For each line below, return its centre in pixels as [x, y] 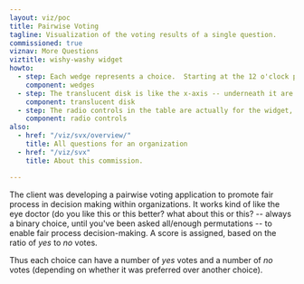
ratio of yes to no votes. [53, 242]
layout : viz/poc [40, 18]
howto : [22, 69]
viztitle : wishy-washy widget [66, 60]
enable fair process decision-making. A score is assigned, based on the [143, 232]
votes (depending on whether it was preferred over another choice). [136, 270]
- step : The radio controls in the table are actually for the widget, [156, 110]
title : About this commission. [85, 161]
